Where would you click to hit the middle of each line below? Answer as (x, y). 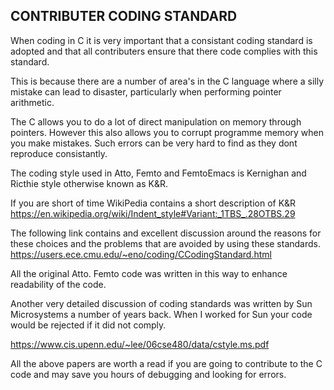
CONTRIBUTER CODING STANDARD (124, 16)
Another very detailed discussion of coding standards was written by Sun (161, 303)
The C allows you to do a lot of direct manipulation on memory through (156, 121)
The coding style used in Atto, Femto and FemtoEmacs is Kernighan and (158, 173)
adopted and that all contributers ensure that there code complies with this (164, 51)
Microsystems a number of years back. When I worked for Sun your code (161, 314)
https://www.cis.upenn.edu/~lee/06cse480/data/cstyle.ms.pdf (140, 344)
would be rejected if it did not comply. (88, 325)
